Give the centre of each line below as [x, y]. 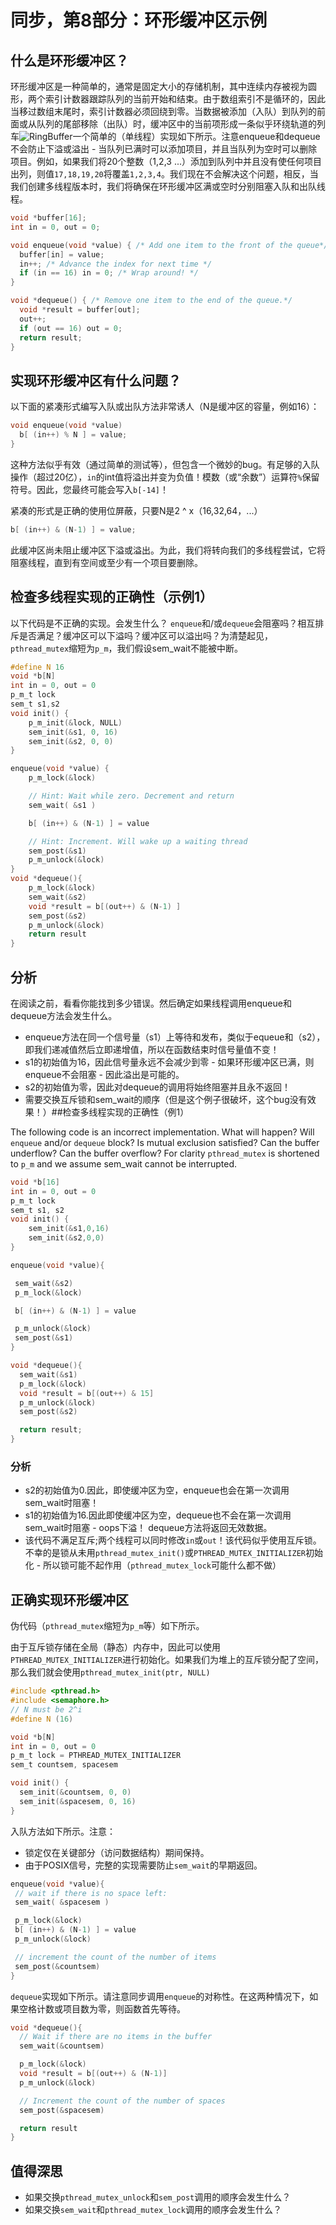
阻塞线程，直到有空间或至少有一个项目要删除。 [106, 562]
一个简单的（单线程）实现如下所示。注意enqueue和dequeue [196, 136]
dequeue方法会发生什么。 [64, 1015]
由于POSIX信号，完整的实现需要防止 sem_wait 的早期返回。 [143, 1865]
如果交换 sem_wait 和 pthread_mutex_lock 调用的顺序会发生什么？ [153, 2210]
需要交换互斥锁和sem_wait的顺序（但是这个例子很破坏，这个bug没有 [166, 1099]
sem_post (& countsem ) [57, 1966]
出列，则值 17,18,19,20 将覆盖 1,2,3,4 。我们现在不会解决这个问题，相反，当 [164, 174]
